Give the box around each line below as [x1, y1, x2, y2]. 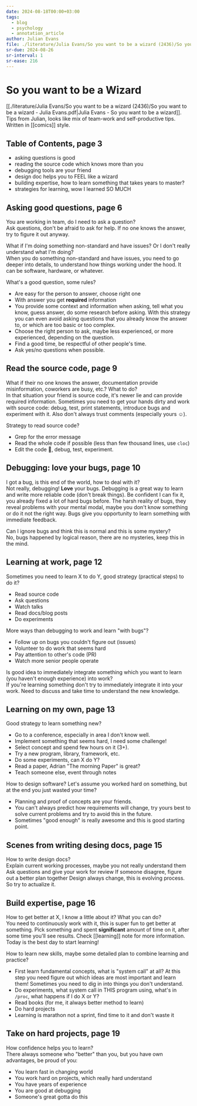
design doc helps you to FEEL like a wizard [14, 173, 118, 180]
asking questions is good [14, 154, 75, 161]
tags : [6, 14, 19, 20]
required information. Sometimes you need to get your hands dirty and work [6, 398, 190, 405]
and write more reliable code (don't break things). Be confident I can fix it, [6, 491, 185, 498]
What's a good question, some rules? [6, 279, 96, 286]
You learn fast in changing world [14, 1068, 93, 1075]
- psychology [11, 25, 43, 31]
